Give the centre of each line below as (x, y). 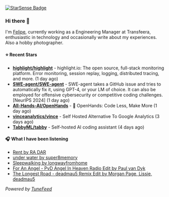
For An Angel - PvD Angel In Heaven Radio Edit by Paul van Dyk (79, 168)
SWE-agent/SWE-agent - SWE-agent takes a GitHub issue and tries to (87, 84)
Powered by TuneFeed (29, 189)
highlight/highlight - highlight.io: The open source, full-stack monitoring (88, 68)
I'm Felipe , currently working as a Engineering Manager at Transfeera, (78, 32)
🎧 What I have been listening (37, 139)
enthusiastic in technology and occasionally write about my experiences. (81, 37)
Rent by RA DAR (29, 152)
